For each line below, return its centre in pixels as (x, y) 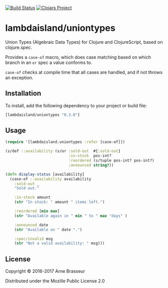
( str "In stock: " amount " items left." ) (60, 202)
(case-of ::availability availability (51, 179)
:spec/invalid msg (34, 239)
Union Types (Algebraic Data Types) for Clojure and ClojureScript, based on (84, 42)
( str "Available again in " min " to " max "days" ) (71, 216)
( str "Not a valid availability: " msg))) (60, 243)
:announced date (32, 225)
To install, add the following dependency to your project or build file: (76, 105)
